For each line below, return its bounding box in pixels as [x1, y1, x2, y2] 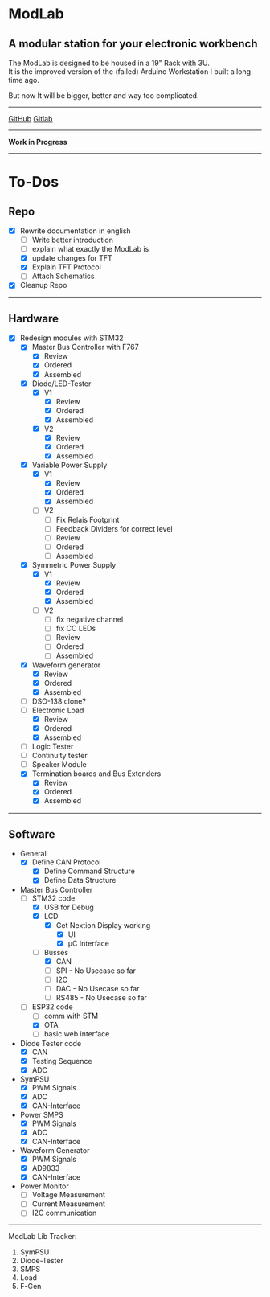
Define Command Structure [43, 866, 135, 876]
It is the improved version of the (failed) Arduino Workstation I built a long [8, 67, 252, 76]
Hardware [8, 311, 59, 326]
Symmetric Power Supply [31, 560, 117, 569]
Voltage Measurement [31, 1190, 106, 1200]
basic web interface [43, 1029, 110, 1039]
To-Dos [8, 173, 59, 191]
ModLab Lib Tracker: [8, 1232, 77, 1242]
